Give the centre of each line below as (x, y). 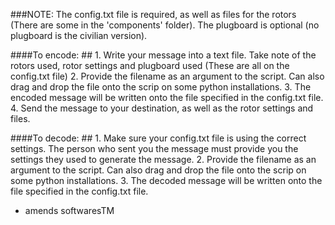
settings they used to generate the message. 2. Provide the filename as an (163, 159)
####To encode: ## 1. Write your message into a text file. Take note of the (163, 55)
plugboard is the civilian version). (79, 35)
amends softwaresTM (69, 210)
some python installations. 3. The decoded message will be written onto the (166, 180)
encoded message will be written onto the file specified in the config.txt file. (167, 97)
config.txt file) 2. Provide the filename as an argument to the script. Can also (167, 76)
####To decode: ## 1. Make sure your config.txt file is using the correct (158, 138)
